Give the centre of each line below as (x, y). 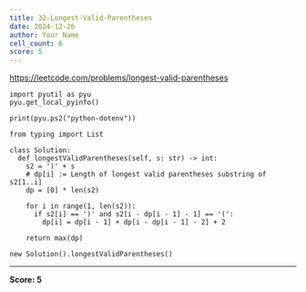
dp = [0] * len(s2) (63, 191)
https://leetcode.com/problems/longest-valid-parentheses (119, 78)
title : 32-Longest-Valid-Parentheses (81, 18)
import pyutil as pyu (51, 95)
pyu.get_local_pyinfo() (55, 103)
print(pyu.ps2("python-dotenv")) (73, 119)
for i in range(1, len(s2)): (81, 206)
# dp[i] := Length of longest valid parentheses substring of (146, 174)
